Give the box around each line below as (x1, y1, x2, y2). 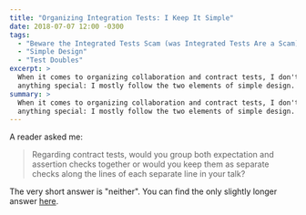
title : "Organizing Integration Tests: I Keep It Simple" (9, 13, 234, 23)
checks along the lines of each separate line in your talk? (31, 169, 246, 179)
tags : (9, 30, 30, 39)
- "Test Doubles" (17, 56, 84, 65)
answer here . (9, 196, 59, 207)
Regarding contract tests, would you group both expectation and (31, 149, 275, 160)
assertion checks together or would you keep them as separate (31, 159, 270, 169)
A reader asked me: (9, 131, 84, 142)
